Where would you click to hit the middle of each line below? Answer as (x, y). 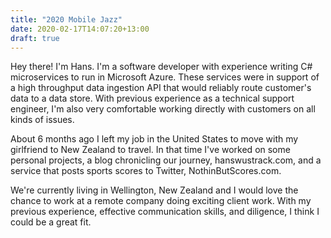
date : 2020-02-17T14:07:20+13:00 (80, 29)
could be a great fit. (51, 222)
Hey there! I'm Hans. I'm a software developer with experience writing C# (161, 67)
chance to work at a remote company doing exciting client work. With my (161, 201)
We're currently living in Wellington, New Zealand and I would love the (154, 190)
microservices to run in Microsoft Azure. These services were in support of (165, 77)
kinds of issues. (42, 120)
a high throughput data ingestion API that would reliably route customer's (161, 88)
